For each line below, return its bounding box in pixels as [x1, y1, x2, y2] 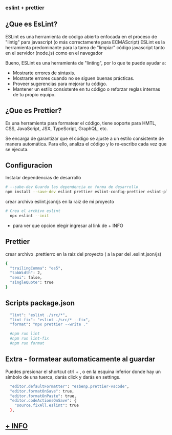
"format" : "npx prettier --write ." [10, 322, 88, 327]
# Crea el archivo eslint [5, 209, 60, 214]
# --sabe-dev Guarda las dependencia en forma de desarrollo [5, 184, 139, 190]
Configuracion [5, 161, 53, 170]
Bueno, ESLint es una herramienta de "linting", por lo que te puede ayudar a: [5, 59, 166, 66]
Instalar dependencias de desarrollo [5, 175, 81, 181]
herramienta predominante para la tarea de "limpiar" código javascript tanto [5, 44, 165, 50]
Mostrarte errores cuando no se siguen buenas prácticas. [12, 75, 135, 81]
